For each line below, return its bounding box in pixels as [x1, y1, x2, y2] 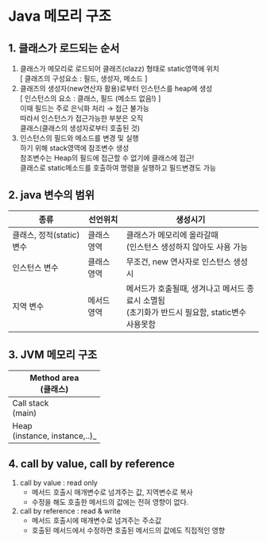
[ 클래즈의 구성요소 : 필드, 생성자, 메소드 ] [19, 74, 148, 83]
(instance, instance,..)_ [12, 430, 97, 441]
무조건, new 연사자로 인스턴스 [126, 256, 232, 267]
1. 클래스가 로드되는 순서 [8, 41, 120, 55]
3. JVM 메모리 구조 [8, 348, 98, 362]
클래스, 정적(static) [12, 229, 80, 240]
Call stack [12, 398, 49, 409]
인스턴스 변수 [12, 262, 59, 273]
